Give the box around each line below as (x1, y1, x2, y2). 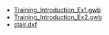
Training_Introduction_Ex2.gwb (13, 13, 102, 21)
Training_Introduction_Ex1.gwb (13, 6, 101, 14)
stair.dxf (13, 21, 38, 28)
